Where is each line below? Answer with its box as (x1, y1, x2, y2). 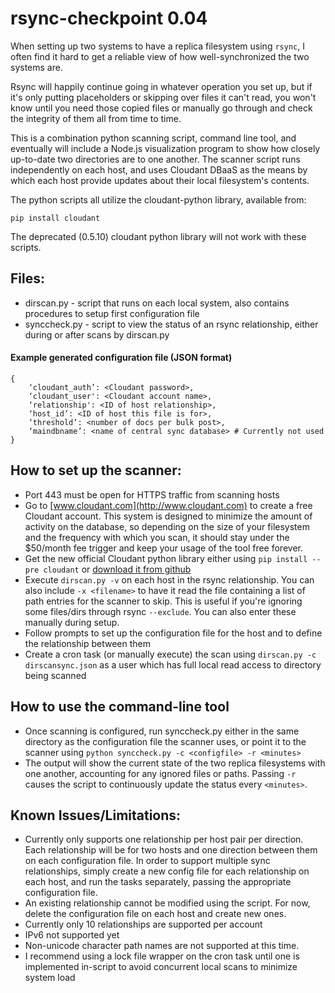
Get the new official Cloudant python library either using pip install (24, 552, 308, 564)
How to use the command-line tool (10, 698, 230, 716)
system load (24, 972, 76, 984)
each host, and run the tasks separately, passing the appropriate (24, 876, 292, 888)
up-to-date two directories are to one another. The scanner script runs (10, 153, 301, 165)
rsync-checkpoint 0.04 (10, 7, 208, 30)
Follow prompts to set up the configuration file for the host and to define (24, 627, 323, 639)
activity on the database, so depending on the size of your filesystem (24, 520, 310, 532)
